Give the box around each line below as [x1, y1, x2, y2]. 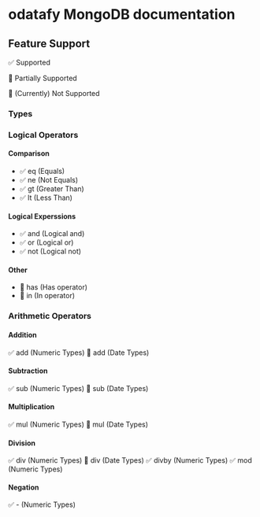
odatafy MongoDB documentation [8, 6, 236, 24]
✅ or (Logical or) [19, 238, 74, 247]
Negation [8, 482, 39, 492]
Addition [8, 330, 37, 339]
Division [8, 438, 36, 448]
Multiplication [8, 402, 55, 412]
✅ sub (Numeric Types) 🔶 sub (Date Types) [8, 383, 149, 393]
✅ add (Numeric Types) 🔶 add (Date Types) [8, 348, 150, 357]
